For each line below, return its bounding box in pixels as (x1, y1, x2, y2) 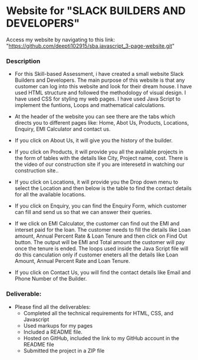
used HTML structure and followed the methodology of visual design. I (14, 89, 186, 96)
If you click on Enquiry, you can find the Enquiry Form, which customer (14, 202, 187, 209)
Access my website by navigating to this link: (6, 36, 115, 43)
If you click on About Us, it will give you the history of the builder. (14, 137, 173, 144)
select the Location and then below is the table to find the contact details (14, 185, 192, 192)
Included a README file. (23, 328, 82, 335)
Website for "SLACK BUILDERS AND (6, 4, 186, 18)
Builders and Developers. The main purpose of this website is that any (14, 76, 185, 84)
